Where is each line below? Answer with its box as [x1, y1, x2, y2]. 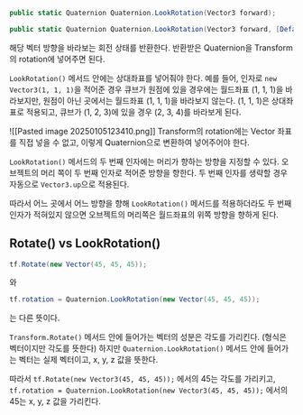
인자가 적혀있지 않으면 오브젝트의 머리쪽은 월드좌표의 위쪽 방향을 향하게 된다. [9, 208, 280, 220]
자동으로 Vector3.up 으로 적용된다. [9, 179, 130, 189]
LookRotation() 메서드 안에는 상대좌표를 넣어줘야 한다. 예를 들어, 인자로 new [9, 72, 278, 83]
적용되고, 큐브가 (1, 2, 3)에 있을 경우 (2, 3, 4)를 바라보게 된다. [25, 106, 242, 117]
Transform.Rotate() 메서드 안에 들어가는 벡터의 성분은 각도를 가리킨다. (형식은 [9, 332, 287, 343]
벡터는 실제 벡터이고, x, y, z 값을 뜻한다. [18, 355, 159, 365]
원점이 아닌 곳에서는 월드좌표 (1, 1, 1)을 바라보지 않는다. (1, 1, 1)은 [42, 95, 270, 106]
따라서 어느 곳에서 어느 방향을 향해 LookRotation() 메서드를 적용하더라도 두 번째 [9, 198, 292, 208]
